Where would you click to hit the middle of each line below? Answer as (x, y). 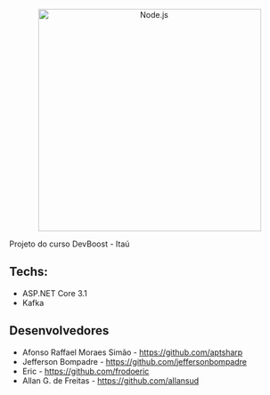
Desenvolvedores (59, 331)
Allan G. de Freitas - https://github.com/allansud (110, 380)
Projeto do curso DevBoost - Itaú (70, 244)
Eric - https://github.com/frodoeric (86, 371)
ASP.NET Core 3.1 (54, 293)
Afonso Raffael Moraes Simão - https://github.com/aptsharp (132, 352)
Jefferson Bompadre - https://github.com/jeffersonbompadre (135, 361)
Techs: (29, 272)
